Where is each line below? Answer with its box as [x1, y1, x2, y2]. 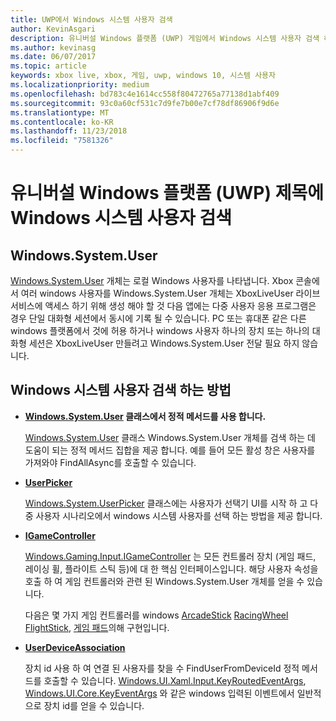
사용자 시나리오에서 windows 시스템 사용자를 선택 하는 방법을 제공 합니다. [35, 509, 323, 521]
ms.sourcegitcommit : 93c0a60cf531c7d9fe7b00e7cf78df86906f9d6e [10, 98, 280, 108]
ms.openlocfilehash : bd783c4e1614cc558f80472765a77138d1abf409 [10, 89, 280, 99]
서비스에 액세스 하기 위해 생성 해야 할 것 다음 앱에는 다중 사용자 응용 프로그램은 [10, 300, 317, 311]
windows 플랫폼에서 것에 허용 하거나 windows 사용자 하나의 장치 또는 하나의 [10, 325, 310, 336]
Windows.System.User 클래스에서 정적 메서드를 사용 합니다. [24, 410, 267, 422]
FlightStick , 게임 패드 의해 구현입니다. [24, 621, 170, 633]
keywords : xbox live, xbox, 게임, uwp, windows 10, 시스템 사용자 [10, 71, 277, 81]
